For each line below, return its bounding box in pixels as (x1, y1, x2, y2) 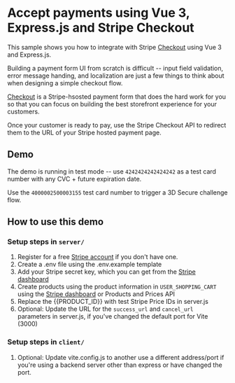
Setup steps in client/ (7, 337, 85, 347)
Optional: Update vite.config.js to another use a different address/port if (17, 353, 225, 361)
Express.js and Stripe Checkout (7, 20, 194, 36)
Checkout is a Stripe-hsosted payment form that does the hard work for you (7, 92, 226, 101)
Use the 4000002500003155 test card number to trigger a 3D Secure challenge (7, 188, 229, 197)
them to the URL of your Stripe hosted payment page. (7, 128, 162, 137)
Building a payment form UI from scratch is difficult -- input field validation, (7, 64, 224, 72)
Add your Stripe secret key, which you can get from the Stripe (17, 267, 196, 276)
